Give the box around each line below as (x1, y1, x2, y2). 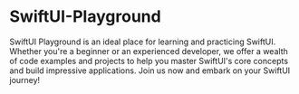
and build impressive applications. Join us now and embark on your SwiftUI (9, 65, 291, 76)
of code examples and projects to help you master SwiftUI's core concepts (9, 55, 288, 66)
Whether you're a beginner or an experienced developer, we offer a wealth (9, 45, 288, 56)
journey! (9, 74, 41, 85)
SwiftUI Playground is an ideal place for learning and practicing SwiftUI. (9, 36, 276, 47)
